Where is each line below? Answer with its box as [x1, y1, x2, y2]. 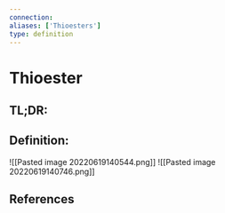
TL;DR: [9, 103, 49, 118]
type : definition [9, 29, 74, 38]
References [9, 192, 75, 207]
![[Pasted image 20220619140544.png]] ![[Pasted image [9, 156, 216, 167]
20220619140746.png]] [9, 166, 95, 177]
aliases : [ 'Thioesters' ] [9, 21, 101, 30]
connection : [9, 12, 53, 22]
